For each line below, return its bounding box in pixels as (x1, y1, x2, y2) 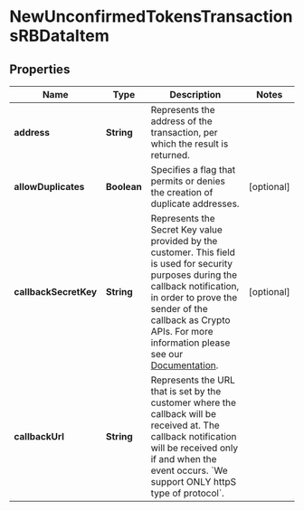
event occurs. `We (150, 464, 228, 477)
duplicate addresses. (150, 197, 240, 210)
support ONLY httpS (150, 476, 237, 487)
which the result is (150, 137, 229, 150)
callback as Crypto (150, 314, 231, 326)
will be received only (150, 441, 238, 454)
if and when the (150, 453, 217, 465)
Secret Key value (150, 223, 223, 236)
